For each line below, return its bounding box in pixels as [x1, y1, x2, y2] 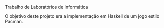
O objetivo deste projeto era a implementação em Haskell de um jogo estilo [5, 14, 160, 19]
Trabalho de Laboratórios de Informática [5, 4, 88, 10]
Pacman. [5, 19, 23, 24]
